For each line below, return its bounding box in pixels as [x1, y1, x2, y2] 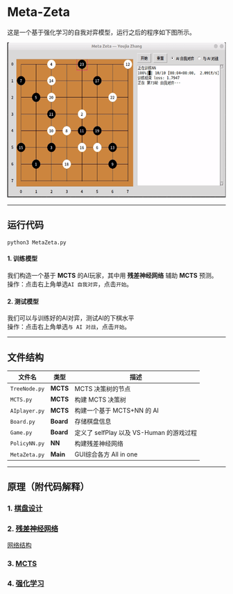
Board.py [10, 418, 36, 425]
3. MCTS [7, 559, 37, 568]
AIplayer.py [10, 407, 45, 414]
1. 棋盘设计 [7, 504, 43, 513]
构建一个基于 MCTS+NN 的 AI [74, 406, 159, 415]
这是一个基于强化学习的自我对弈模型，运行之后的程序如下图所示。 [7, 28, 196, 36]
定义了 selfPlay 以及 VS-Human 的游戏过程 [74, 428, 198, 436]
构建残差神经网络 [74, 439, 123, 447]
